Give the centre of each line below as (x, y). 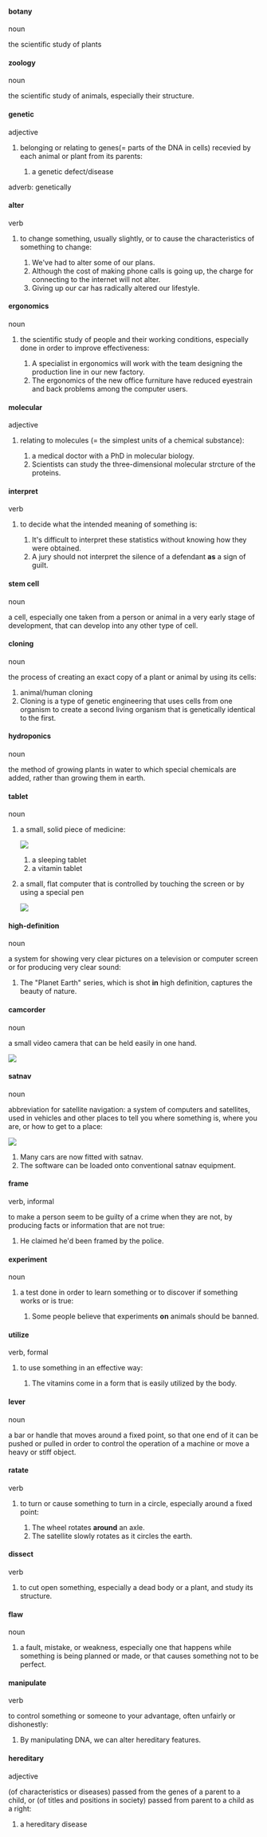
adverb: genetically (40, 187)
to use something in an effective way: (81, 1368)
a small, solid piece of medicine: (73, 829)
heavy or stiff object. (42, 1452)
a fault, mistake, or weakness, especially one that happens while (126, 1648)
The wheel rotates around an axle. (88, 1527)
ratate (19, 1470)
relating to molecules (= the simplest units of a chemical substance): (132, 440)
